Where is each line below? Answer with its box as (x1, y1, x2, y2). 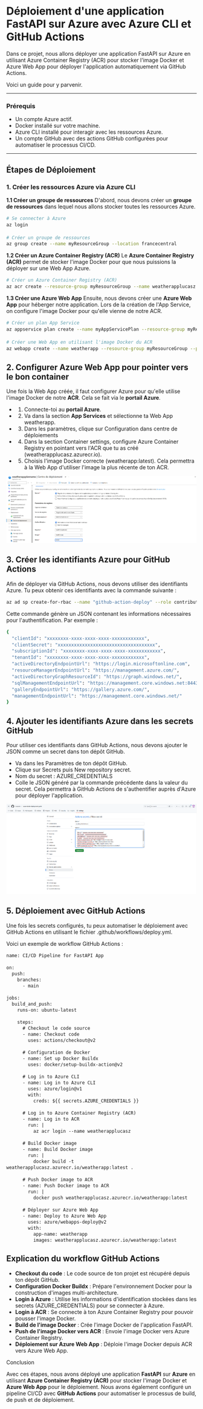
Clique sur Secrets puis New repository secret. (14, 766, 132, 773)
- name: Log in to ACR (22, 1116, 80, 1122)
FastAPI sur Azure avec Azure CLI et (6, 17, 192, 31)
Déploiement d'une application (6, 4, 164, 18)
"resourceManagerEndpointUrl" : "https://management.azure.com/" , (11, 667, 180, 673)
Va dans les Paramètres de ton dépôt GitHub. (14, 760, 128, 767)
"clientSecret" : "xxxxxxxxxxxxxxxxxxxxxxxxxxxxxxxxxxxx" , (11, 642, 161, 648)
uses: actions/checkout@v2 (28, 1037, 96, 1043)
